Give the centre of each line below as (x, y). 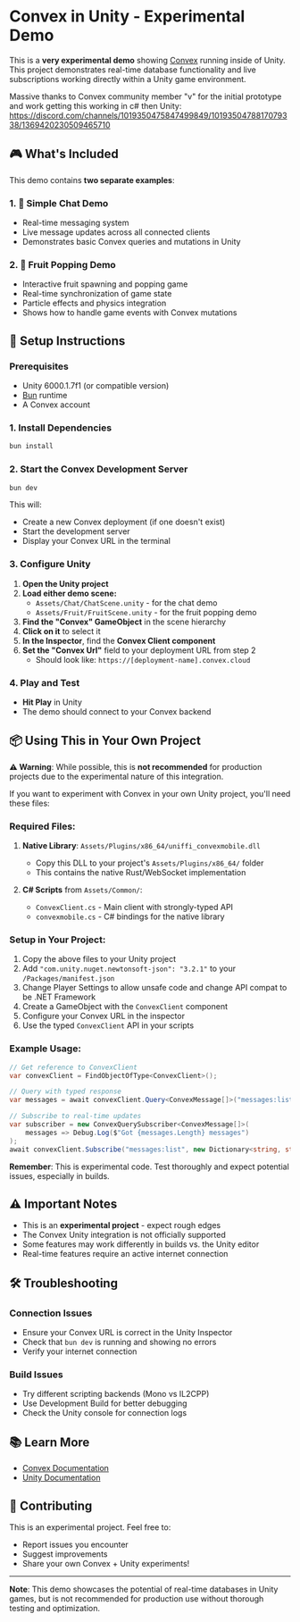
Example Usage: (46, 1049)
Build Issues (37, 1375)
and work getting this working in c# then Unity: (96, 105)
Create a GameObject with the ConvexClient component (125, 1007)
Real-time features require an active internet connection (125, 1254)
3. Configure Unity (50, 564)
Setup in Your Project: (58, 940)
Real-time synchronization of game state (97, 294)
